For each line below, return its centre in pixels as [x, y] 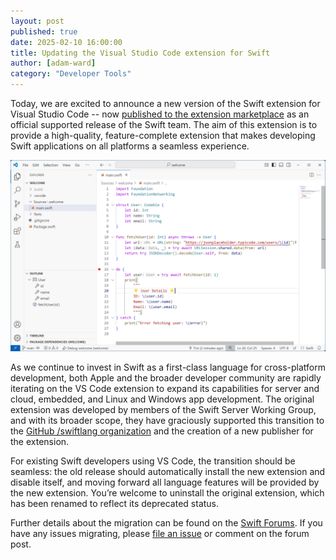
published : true [44, 31]
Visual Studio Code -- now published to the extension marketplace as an [160, 114]
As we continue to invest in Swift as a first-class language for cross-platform [168, 367]
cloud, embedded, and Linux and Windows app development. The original [162, 399]
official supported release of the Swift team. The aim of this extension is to [164, 124]
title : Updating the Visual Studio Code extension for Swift [140, 53]
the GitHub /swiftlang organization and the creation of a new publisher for [162, 431]
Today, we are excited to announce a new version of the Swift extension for [165, 103]
